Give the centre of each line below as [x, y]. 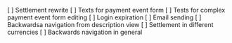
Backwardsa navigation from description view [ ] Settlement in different [110, 25]
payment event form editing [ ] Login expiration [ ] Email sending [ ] [104, 17]
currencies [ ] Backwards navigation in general [75, 32]
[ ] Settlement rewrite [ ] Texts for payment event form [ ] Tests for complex [116, 10]
